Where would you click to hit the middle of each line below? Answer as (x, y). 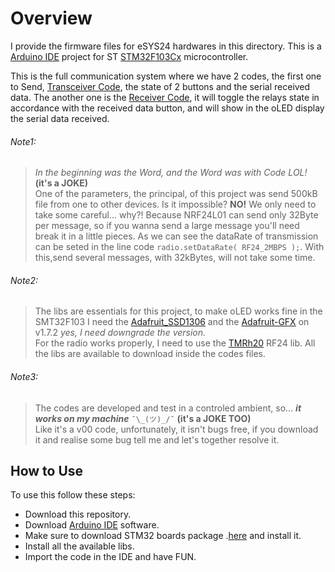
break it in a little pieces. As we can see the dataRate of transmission (176, 236)
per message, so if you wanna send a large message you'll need (167, 226)
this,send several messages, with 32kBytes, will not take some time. (175, 258)
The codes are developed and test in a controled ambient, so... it (168, 408)
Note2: (24, 280)
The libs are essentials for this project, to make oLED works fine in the (178, 311)
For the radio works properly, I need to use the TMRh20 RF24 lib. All (175, 343)
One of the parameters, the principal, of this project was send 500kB (176, 194)
